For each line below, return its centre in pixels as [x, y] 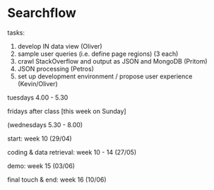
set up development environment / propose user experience [105, 76]
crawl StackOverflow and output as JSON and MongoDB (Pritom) [112, 61]
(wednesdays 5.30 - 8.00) [45, 124]
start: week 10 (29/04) [40, 138]
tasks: [16, 32]
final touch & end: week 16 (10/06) [57, 179]
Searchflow [42, 13]
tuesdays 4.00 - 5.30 [38, 97]
